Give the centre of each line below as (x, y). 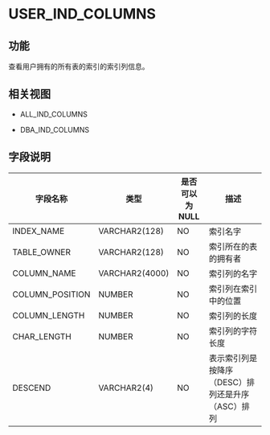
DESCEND (32, 388)
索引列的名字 (233, 273)
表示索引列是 (233, 358)
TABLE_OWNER (41, 252)
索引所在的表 (233, 246)
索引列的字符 (233, 330)
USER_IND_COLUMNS (82, 14)
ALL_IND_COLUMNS (54, 114)
